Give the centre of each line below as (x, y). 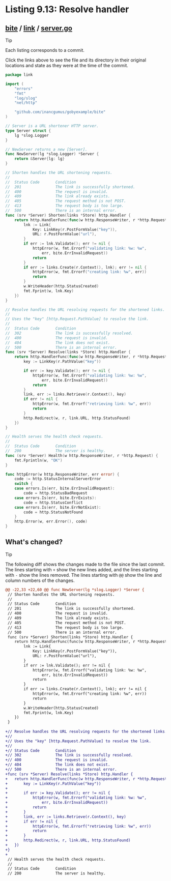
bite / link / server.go (39, 28)
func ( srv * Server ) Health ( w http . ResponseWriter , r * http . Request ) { (82, 456)
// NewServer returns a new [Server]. (46, 149)
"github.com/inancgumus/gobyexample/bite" (60, 112)
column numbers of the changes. (40, 580)
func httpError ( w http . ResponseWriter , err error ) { (62, 474)
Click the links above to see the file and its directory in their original (76, 60)
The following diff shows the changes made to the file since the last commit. (85, 564)
